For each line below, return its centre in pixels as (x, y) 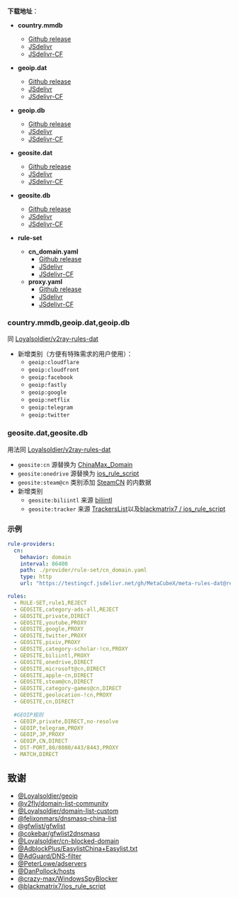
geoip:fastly (47, 385)
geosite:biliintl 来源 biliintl (70, 500)
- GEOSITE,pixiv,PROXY (47, 643)
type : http (36, 577)
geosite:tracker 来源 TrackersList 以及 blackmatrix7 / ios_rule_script (127, 509)
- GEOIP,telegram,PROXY (49, 728)
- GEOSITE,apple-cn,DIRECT (53, 675)
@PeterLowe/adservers (52, 863)
